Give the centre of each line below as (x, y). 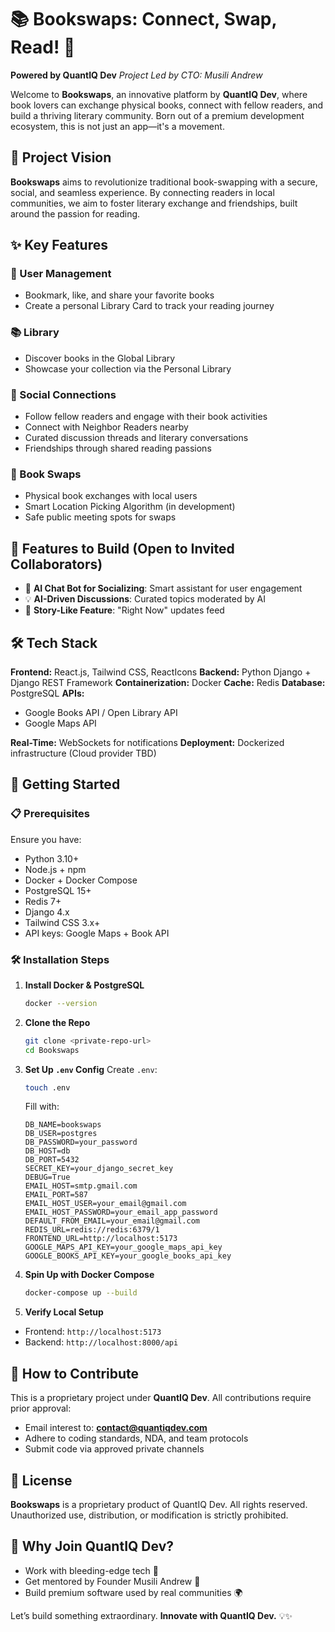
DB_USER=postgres (61, 1134)
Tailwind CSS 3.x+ (62, 922)
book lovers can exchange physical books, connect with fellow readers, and (167, 105)
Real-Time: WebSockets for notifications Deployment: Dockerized (147, 742)
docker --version (61, 1003)
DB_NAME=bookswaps (63, 1125)
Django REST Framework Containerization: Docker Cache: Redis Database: (168, 682)
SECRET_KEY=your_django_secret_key (99, 1169)
